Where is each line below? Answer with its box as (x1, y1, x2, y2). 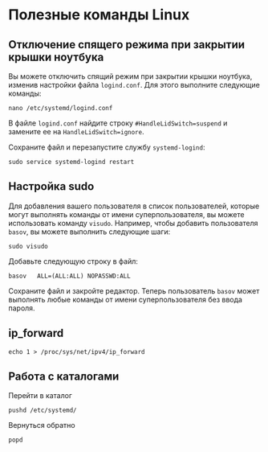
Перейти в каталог (8, 391, 72, 401)
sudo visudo (8, 242, 48, 250)
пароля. (8, 303, 35, 313)
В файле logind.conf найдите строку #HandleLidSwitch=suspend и (8, 118, 228, 128)
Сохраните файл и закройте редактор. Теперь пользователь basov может (8, 286, 260, 295)
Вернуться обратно (8, 421, 75, 430)
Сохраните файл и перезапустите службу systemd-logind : (8, 142, 205, 152)
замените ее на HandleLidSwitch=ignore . (8, 127, 144, 136)
